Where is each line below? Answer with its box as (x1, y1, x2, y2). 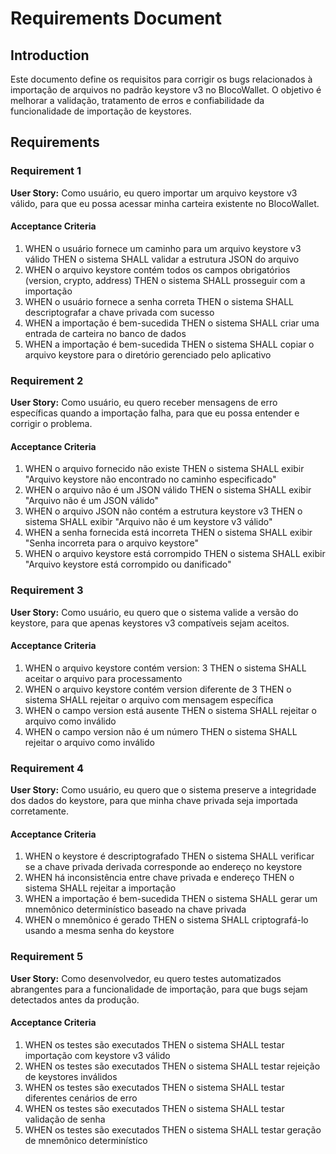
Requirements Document (10, 7, 223, 30)
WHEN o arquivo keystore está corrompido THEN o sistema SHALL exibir (24, 548, 326, 560)
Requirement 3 (10, 583, 84, 597)
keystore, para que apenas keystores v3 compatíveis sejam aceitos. (10, 617, 290, 629)
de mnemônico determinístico (24, 1134, 148, 1146)
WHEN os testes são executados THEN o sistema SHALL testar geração (24, 1123, 322, 1136)
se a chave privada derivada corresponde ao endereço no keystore (24, 861, 303, 873)
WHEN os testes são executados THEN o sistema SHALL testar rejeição (24, 1060, 321, 1072)
